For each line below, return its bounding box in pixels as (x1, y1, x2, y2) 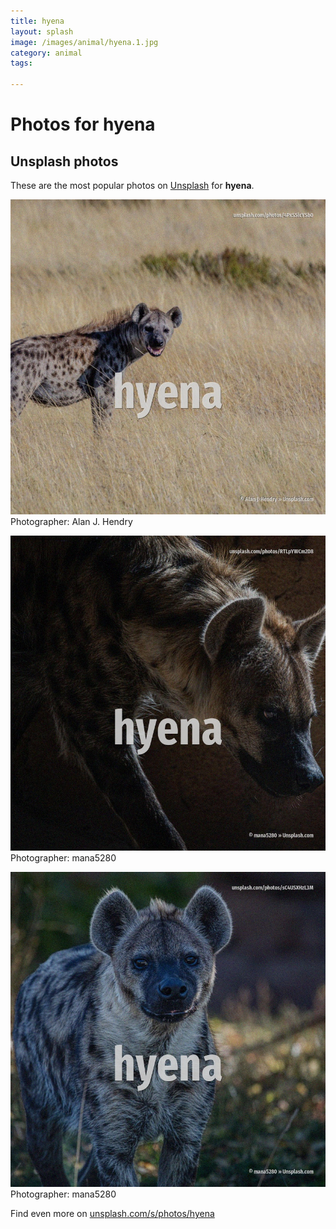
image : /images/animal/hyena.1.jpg (10, 37, 159, 47)
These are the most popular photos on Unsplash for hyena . (10, 180, 255, 191)
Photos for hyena (10, 113, 156, 136)
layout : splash (10, 26, 74, 37)
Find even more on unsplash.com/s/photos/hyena (10, 1208, 215, 1219)
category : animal (10, 48, 83, 58)
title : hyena (10, 16, 65, 26)
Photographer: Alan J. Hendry (10, 516, 133, 527)
